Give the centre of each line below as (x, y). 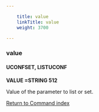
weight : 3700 (33, 28)
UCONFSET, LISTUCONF (37, 67)
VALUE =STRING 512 (32, 80)
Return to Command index (38, 103)
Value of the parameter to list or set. (50, 91)
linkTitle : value (38, 22)
